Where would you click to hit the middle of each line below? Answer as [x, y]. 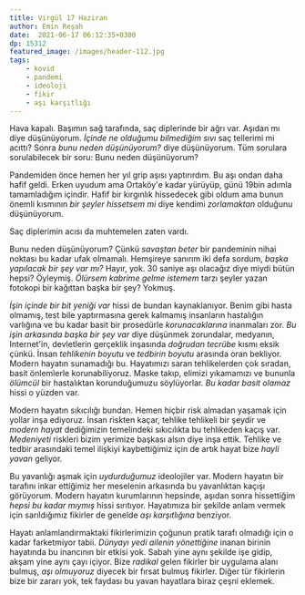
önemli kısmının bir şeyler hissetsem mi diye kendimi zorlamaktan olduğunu [151, 204]
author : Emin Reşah [46, 26]
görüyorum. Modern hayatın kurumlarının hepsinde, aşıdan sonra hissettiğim [152, 496]
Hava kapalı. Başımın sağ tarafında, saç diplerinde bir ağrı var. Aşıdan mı [145, 128]
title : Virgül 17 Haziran [58, 18]
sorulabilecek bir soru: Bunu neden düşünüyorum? [104, 158]
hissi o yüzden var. [45, 393]
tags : [20, 60]
